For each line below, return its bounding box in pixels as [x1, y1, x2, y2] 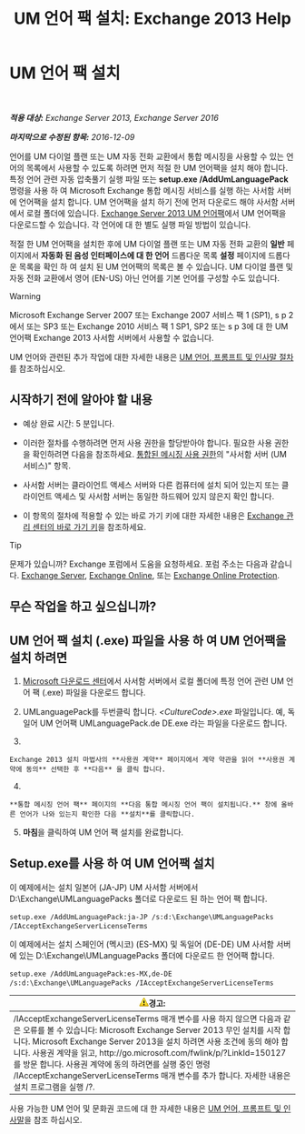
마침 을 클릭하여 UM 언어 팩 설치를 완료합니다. [22, 827, 184, 838]
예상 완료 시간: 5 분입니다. [22, 417, 115, 428]
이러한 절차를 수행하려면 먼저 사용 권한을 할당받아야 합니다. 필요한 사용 [22, 437, 272, 448]
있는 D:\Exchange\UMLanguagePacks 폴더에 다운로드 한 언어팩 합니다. [18, 949, 275, 960]
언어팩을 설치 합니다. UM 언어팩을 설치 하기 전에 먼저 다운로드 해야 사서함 [18, 196, 279, 207]
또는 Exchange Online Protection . [156, 569, 280, 580]
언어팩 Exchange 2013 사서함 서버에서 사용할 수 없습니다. [9, 332, 215, 343]
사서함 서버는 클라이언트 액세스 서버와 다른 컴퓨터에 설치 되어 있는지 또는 [22, 479, 280, 490]
